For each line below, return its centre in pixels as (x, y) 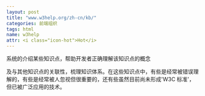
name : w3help (23, 35)
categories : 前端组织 (32, 23)
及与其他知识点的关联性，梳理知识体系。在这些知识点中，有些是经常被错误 (100, 72)
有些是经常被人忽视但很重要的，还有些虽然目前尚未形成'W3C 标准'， (108, 79)
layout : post (23, 12)
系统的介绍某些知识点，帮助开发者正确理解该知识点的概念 (78, 58)
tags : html (20, 29)
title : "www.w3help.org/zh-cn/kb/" (52, 18)
